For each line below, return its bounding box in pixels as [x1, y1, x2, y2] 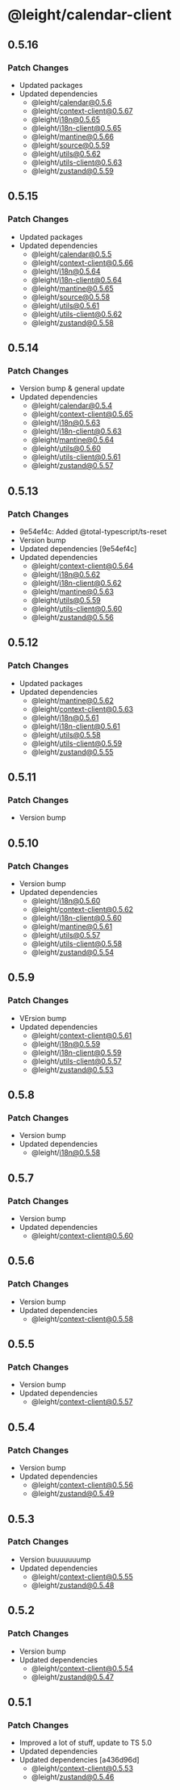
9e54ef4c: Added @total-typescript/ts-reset [19, 526, 167, 536]
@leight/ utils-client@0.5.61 [31, 452, 121, 462]
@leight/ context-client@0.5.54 [31, 1663, 134, 1673]
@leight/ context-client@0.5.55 [31, 1571, 134, 1581]
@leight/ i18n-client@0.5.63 [31, 426, 122, 437]
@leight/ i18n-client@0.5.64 [31, 274, 122, 284]
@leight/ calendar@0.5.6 [31, 97, 112, 107]
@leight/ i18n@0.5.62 [31, 569, 101, 579]
